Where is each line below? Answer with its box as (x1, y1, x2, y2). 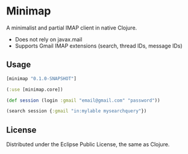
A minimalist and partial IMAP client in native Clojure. (6, 24, 137, 31)
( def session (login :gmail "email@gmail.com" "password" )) (6, 97, 161, 103)
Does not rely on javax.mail (14, 35, 83, 43)
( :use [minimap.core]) (6, 86, 63, 93)
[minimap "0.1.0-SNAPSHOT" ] (6, 75, 77, 82)
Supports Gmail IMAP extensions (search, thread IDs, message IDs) (14, 42, 183, 49)
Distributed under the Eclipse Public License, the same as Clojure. (6, 141, 170, 148)
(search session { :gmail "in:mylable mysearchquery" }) (6, 108, 147, 114)
